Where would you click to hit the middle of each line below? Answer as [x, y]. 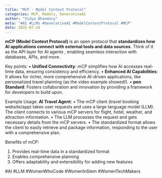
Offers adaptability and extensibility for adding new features [72, 162]
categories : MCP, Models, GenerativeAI [46, 14]
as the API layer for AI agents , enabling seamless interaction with [71, 52]
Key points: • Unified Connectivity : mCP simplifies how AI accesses [74, 67]
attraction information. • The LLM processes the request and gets [71, 117]
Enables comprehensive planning [46, 157]
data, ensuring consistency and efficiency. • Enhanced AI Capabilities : [86, 71]
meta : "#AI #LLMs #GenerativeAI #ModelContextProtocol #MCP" [69, 23]
